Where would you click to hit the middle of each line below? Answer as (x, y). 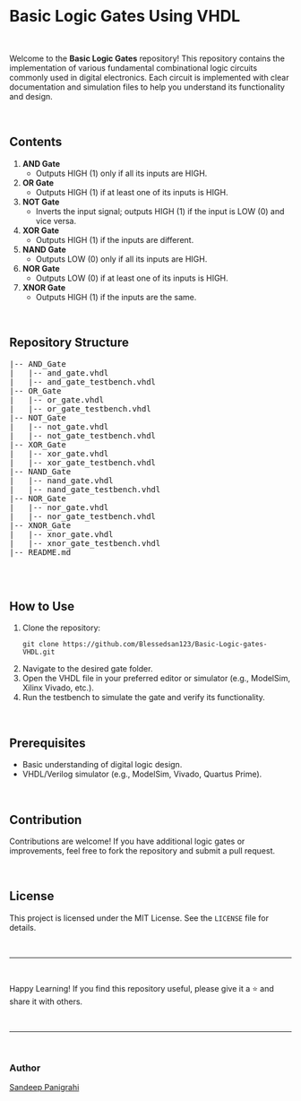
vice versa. (56, 221)
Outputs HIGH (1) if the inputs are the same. (116, 297)
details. (23, 927)
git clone (41, 645)
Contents (36, 142)
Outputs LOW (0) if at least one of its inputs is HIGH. (132, 278)
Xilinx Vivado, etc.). (58, 688)
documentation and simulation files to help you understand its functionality (147, 87)
